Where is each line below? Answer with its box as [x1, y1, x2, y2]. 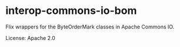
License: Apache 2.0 [5, 34, 55, 41]
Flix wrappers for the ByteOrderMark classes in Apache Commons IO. [5, 23, 175, 30]
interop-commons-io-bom [5, 4, 137, 17]
